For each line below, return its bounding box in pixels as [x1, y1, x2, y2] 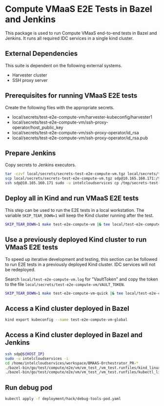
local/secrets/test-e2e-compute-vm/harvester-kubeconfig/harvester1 [12, 114, 152, 120]
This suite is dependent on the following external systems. [5, 62, 123, 68]
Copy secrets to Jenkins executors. [5, 162, 77, 168]
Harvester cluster [12, 72, 47, 78]
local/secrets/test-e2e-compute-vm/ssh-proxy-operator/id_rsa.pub [12, 135, 148, 141]
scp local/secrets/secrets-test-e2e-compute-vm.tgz [5, 176, 112, 181]
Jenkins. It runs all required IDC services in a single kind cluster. [5, 35, 134, 41]
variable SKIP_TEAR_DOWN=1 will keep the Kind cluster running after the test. [5, 212, 154, 218]
